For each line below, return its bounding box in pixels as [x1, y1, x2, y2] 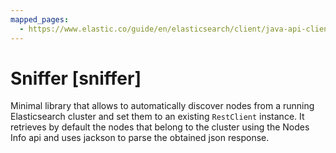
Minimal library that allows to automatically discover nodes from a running [10, 100, 315, 112]
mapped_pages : [10, 14, 70, 25]
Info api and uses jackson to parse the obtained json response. [10, 132, 270, 144]
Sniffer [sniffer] [10, 67, 142, 90]
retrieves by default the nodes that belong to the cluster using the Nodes [10, 121, 310, 133]
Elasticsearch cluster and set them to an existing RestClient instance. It [10, 111, 305, 123]
